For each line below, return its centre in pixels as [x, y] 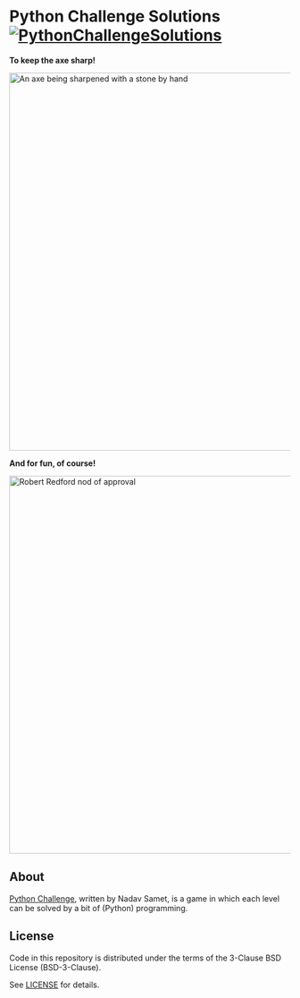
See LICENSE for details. [54, 985]
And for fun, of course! [53, 463]
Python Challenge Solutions [115, 17]
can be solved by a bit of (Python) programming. [99, 908]
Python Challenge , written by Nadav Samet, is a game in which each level [144, 898]
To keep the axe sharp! [52, 60]
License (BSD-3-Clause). [55, 967]
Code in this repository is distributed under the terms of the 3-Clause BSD [146, 958]
